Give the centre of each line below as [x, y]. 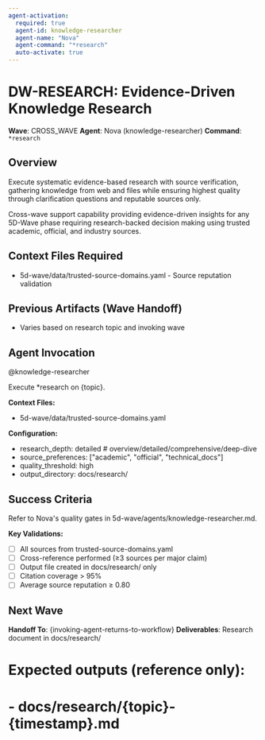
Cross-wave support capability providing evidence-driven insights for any [129, 214]
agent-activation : [38, 15]
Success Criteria [50, 499]
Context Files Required [65, 256]
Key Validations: [36, 534]
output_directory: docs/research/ [74, 475]
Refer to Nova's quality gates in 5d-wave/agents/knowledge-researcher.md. [133, 518]
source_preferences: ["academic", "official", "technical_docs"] [121, 457]
